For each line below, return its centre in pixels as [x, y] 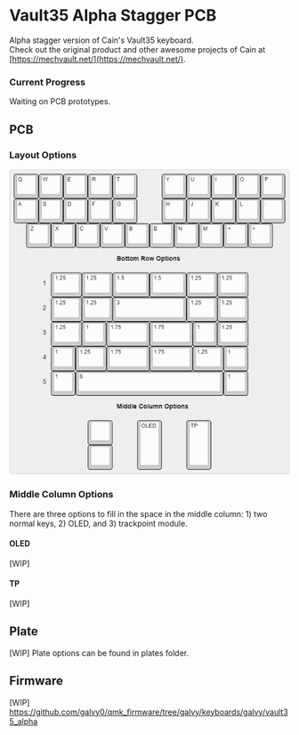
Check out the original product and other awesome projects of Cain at [137, 49]
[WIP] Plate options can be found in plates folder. [99, 653]
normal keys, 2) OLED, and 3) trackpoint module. [99, 523]
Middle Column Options [61, 495]
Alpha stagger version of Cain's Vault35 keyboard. [101, 40]
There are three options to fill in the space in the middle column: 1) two [138, 513]
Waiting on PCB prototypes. [60, 101]
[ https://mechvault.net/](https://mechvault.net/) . [97, 59]
